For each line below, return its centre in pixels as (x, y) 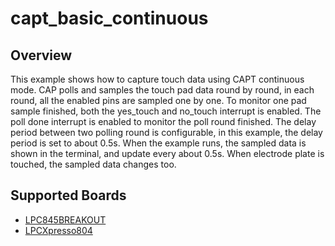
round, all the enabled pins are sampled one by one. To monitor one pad (158, 100)
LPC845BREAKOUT (65, 219)
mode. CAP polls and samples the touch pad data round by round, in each (162, 90)
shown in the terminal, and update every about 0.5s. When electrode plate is (167, 153)
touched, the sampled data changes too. (93, 164)
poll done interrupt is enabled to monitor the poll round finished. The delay (163, 121)
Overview (41, 55)
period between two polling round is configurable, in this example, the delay (166, 132)
